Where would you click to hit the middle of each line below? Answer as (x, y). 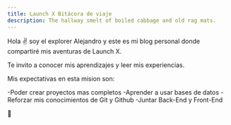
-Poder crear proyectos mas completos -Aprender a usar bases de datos (113, 92)
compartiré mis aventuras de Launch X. (65, 51)
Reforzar (20, 100)
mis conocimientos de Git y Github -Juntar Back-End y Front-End (129, 100)
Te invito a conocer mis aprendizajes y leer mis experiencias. (96, 65)
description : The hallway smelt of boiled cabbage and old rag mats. (112, 20)
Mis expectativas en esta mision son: (61, 78)
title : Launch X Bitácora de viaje (60, 14)
